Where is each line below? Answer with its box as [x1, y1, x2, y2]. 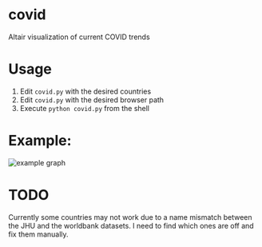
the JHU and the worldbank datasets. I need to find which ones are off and [8, 221, 254, 230]
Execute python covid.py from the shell [19, 103, 150, 113]
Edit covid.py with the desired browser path [19, 94, 165, 105]
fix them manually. [8, 229, 69, 239]
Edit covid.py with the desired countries [19, 86, 152, 96]
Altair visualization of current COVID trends [8, 32, 150, 42]
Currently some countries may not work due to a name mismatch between [8, 212, 253, 221]
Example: [8, 132, 72, 149]
